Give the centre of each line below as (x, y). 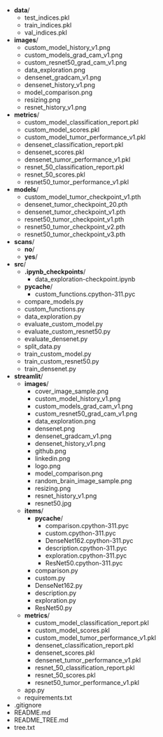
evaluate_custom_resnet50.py (67, 331)
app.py (34, 690)
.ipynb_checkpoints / (55, 271)
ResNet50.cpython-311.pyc (84, 563)
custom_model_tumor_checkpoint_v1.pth (83, 197)
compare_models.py (54, 301)
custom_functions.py (55, 309)
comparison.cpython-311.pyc (87, 526)
